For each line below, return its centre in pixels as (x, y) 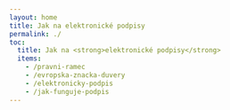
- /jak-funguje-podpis (67, 91)
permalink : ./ (36, 34)
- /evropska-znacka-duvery (75, 75)
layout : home (33, 17)
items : (29, 59)
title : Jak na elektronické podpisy (77, 26)
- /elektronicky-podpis (70, 83)
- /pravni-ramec (56, 67)
